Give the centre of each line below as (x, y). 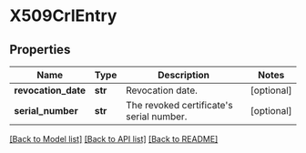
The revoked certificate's (180, 105)
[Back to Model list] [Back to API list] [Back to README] (114, 139)
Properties (40, 50)
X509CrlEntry (63, 16)
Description (184, 75)
